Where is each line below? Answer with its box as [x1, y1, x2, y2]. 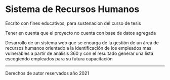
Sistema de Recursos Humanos [5, 4, 140, 15]
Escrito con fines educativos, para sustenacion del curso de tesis [5, 20, 141, 26]
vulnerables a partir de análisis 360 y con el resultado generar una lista [5, 50, 153, 56]
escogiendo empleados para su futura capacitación [5, 55, 113, 61]
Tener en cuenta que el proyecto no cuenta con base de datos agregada [5, 30, 156, 36]
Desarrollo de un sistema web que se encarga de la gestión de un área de [5, 39, 159, 46]
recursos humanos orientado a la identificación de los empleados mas [5, 45, 152, 51]
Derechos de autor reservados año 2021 [5, 70, 90, 76]
